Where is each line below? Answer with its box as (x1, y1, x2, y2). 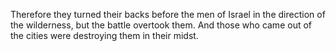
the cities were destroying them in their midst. (10, 30, 199, 41)
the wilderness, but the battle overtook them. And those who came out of (10, 19, 313, 31)
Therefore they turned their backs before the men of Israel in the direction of (10, 9, 326, 20)
